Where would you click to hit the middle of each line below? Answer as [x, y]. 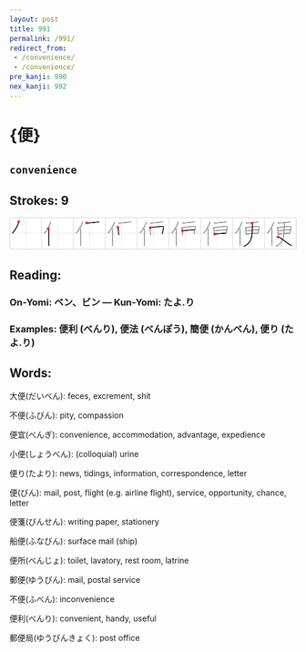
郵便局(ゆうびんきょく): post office [75, 638]
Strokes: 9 [39, 200]
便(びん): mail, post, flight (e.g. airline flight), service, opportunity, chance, [148, 493]
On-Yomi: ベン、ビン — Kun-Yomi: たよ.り [102, 302]
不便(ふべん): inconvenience [62, 599]
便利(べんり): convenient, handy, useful [83, 618]
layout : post [34, 19]
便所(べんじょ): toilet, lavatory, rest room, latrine [99, 561]
